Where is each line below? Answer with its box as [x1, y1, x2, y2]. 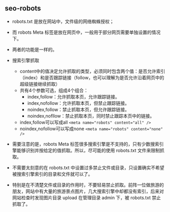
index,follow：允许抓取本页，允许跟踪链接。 [27, 93, 120, 100]
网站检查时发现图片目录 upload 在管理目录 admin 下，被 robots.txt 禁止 [12, 194, 161, 201]
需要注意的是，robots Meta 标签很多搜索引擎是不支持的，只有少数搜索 [12, 140, 160, 147]
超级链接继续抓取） [19, 81, 61, 87]
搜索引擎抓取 [12, 57, 39, 63]
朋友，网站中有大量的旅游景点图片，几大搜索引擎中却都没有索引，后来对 [12, 188, 164, 194]
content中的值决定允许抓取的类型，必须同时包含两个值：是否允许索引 [19, 68, 165, 74]
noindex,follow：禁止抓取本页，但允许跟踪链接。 [27, 106, 130, 112]
